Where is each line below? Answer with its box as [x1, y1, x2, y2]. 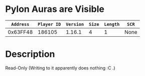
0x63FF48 [8, 28, 33, 35]
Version [66, 21, 84, 27]
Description [5, 49, 55, 60]
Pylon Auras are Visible [5, 3, 104, 15]
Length [104, 21, 120, 27]
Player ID [37, 21, 61, 27]
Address [11, 21, 30, 27]
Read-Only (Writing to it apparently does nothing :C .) [5, 65, 115, 71]
